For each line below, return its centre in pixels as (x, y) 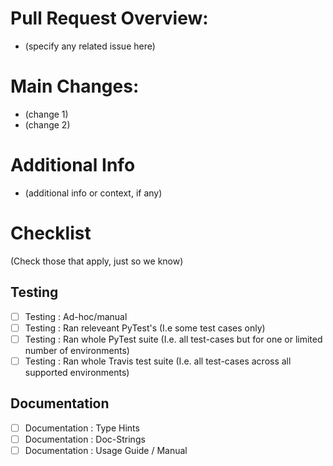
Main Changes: (75, 86)
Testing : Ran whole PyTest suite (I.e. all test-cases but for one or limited (173, 339)
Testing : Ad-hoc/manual (76, 316)
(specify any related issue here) (90, 46)
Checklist (51, 233)
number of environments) (77, 350)
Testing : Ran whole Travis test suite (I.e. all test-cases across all (158, 361)
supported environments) (77, 372)
